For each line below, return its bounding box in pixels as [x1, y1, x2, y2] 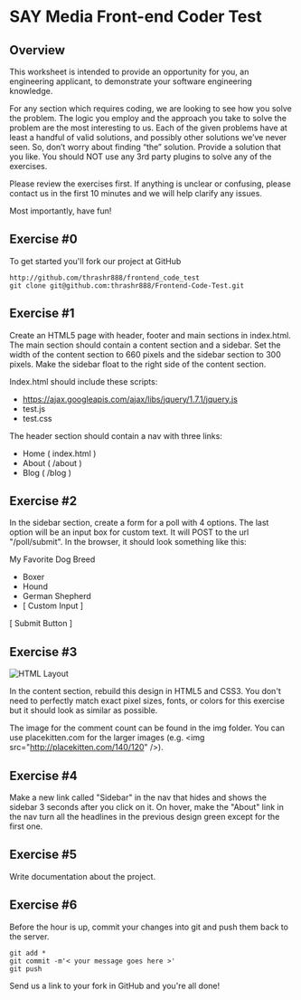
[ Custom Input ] [22, 600, 84, 612]
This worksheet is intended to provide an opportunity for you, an [9, 66, 249, 77]
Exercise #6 [9, 898, 78, 913]
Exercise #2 [9, 493, 78, 509]
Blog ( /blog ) [22, 467, 72, 478]
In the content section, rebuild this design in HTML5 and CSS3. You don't [9, 686, 282, 697]
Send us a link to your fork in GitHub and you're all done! [9, 980, 220, 991]
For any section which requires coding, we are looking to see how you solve [9, 103, 292, 114]
